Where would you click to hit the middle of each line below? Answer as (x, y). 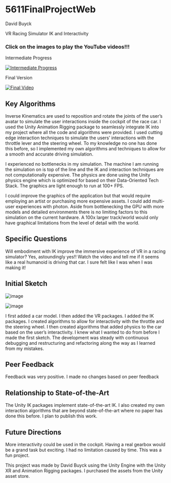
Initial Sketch (26, 284)
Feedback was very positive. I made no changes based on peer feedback (82, 377)
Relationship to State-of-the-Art (57, 393)
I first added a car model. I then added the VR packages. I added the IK (80, 316)
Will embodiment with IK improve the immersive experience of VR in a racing (85, 251)
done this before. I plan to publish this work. (51, 416)
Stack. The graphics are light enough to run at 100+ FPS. (65, 186)
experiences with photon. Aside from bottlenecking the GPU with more (90, 207)
